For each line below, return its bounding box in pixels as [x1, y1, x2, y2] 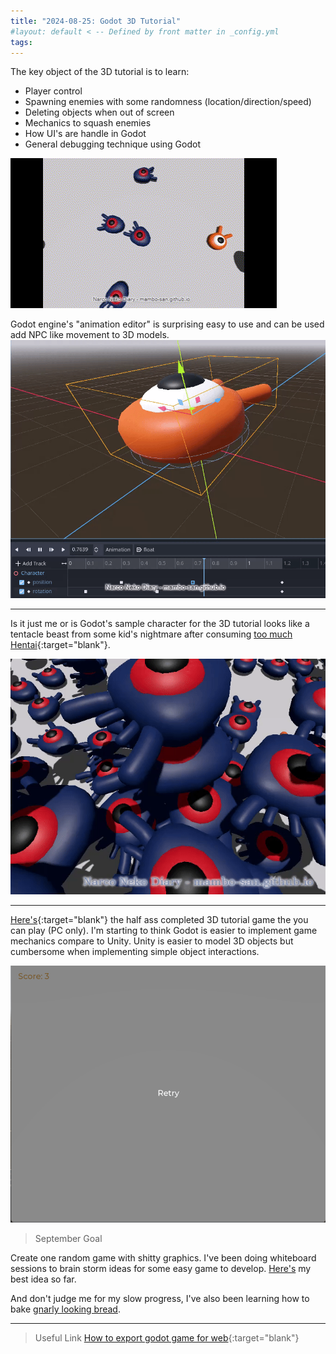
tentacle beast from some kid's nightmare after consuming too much [10, 628, 293, 640]
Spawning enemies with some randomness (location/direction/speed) [24, 96, 312, 108]
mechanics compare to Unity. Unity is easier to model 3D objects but [10, 935, 294, 947]
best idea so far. [10, 1273, 77, 1285]
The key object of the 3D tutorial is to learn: [10, 66, 190, 78]
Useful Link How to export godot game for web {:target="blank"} [34, 1332, 300, 1344]
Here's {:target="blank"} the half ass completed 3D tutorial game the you [10, 913, 309, 925]
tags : [10, 37, 33, 47]
